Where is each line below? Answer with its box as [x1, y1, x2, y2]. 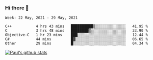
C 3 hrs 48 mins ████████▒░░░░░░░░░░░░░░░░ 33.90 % [5, 28, 148, 33]
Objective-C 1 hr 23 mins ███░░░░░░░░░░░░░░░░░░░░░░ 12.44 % [5, 33, 148, 38]
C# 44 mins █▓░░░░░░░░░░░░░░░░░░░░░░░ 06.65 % [5, 37, 148, 42]
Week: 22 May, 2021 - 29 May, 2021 [5, 16, 78, 20]
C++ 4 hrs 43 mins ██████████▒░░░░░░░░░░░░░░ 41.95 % [5, 24, 148, 29]
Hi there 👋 [5, 4, 29, 11]
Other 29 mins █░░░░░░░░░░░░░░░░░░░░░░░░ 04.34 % [5, 41, 148, 46]
